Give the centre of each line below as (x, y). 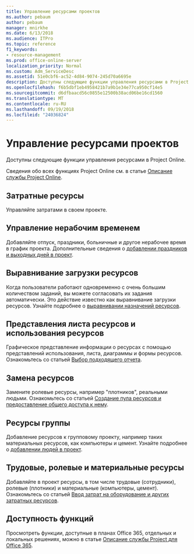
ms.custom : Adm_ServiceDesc (40, 71)
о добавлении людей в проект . (44, 449)
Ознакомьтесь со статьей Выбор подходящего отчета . (74, 359)
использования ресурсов (55, 333)
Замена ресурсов (40, 378)
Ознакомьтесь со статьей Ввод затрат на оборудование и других (88, 494)
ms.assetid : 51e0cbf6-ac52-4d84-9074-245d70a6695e (69, 77)
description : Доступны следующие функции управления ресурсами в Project (98, 82)
